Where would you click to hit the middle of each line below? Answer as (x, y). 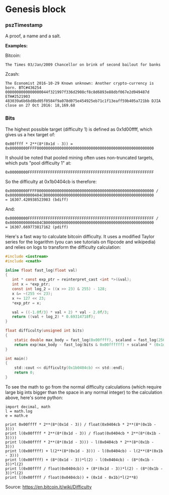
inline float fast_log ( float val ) (41, 270)
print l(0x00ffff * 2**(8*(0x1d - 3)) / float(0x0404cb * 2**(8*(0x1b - (83, 433)
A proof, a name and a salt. (33, 36)
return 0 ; (25, 373)
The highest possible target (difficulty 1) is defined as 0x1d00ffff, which (79, 129)
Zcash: (12, 74)
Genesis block (36, 9)
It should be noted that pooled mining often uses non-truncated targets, (80, 157)
